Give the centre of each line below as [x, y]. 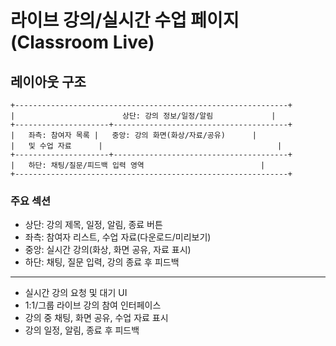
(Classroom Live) [82, 42]
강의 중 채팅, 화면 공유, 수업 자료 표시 [96, 318]
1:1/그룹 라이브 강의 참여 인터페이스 [93, 305]
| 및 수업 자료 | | [146, 146]
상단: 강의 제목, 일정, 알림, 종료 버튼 [93, 225]
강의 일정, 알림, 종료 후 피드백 [82, 330]
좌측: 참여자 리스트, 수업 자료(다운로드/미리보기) [118, 237]
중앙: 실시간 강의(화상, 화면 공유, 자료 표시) [108, 250]
